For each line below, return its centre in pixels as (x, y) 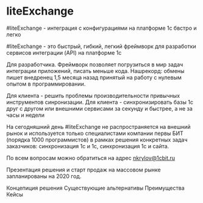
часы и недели (25, 115)
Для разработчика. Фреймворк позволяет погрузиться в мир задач (95, 64)
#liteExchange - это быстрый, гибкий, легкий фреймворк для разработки (101, 46)
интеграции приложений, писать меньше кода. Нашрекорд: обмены (95, 71)
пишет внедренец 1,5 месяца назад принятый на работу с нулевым (94, 77)
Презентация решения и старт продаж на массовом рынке (84, 170)
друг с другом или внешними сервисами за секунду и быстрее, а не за (100, 108)
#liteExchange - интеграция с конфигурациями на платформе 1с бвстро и (101, 28)
